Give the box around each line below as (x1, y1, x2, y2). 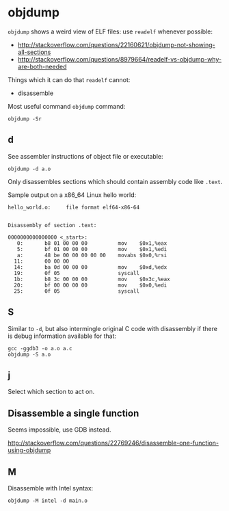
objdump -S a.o (8, 351, 51, 358)
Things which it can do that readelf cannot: (8, 75, 131, 83)
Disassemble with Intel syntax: (8, 484, 94, 492)
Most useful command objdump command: (8, 102, 126, 110)
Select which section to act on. (8, 388, 95, 396)
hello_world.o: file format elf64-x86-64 (8, 204, 139, 211)
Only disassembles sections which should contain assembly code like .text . (8, 177, 223, 185)
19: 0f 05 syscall (14, 270, 139, 276)
